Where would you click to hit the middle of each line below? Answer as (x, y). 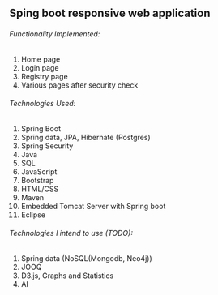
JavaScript (39, 171)
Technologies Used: (43, 104)
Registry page (44, 76)
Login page (40, 67)
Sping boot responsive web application (110, 13)
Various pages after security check (79, 85)
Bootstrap (37, 180)
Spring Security (47, 146)
